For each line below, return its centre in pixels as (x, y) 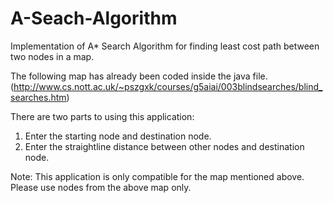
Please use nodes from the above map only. (101, 187)
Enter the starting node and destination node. (118, 136)
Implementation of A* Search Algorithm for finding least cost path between (165, 46)
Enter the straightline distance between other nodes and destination (164, 146)
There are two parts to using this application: (102, 116)
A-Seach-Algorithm (94, 18)
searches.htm (38, 97)
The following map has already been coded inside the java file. (139, 76)
